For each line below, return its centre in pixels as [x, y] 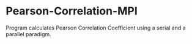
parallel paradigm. [28, 34]
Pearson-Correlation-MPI [72, 11]
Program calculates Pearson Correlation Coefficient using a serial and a [96, 28]
